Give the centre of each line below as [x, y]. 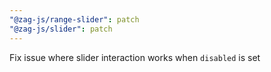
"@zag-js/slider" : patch [61, 29]
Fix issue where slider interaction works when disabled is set [135, 57]
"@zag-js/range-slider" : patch [74, 19]
